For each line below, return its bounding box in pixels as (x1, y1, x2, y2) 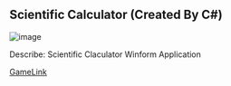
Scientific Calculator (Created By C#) (9, 7, 224, 23)
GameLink (9, 66, 47, 77)
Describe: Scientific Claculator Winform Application (9, 49, 202, 60)
